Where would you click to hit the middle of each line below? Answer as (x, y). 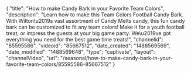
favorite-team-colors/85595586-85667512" (59, 64)
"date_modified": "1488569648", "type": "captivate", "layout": (81, 52)
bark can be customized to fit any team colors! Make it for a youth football (95, 27)
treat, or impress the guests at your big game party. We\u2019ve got (88, 33)
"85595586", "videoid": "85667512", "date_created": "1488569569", (88, 46)
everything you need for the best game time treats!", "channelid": (85, 39)
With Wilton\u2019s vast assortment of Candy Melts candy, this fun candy (96, 21)
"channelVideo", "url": (33, 58)
